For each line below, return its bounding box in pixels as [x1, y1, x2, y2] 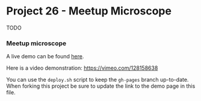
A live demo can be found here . [6, 53, 84, 60]
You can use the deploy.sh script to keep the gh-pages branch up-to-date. [6, 76, 189, 84]
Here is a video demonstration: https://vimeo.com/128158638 [6, 64, 158, 72]
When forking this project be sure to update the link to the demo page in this [6, 82, 196, 90]
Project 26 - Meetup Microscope [6, 4, 172, 18]
